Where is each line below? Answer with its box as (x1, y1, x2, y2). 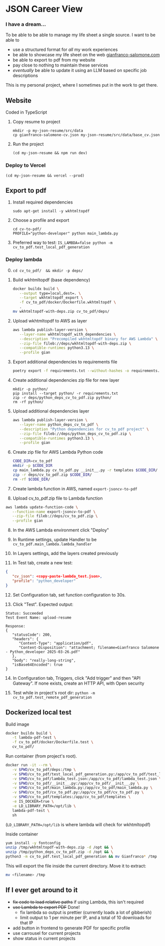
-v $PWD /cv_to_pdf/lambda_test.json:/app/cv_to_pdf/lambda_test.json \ (12, 776, 162, 781)
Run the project (12, 141, 44, 147)
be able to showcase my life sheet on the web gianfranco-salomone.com (12, 52, 160, 58)
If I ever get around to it (5, 886, 78, 894)
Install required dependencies (12, 199, 73, 205)
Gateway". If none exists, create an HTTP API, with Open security (12, 680, 144, 686)
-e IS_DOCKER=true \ (12, 799, 54, 804)
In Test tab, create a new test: (12, 560, 73, 566)
